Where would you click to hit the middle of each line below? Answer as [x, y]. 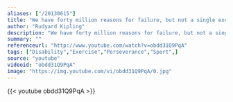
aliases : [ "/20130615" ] [42, 13]
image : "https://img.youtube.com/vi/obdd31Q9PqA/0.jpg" [89, 71]
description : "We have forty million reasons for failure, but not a [110, 33]
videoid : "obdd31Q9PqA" [42, 65]
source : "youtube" [34, 59]
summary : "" [24, 39]
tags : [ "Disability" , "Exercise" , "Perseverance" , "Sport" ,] [93, 52]
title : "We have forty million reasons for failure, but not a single [111, 20]
